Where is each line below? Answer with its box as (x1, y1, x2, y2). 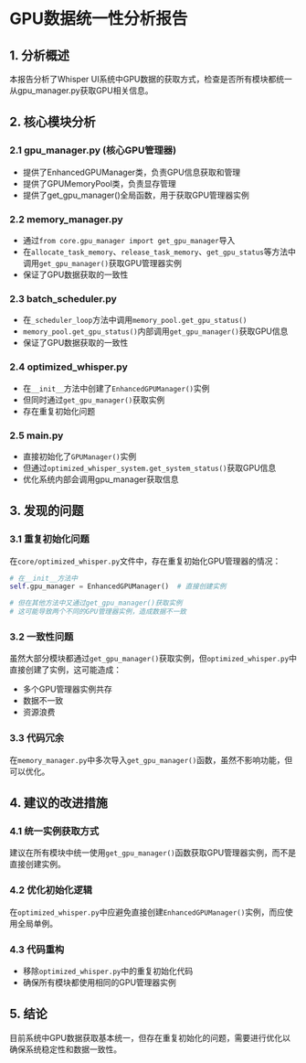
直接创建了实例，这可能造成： (9, 664, 121, 675)
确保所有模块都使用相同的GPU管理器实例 (22, 976, 176, 988)
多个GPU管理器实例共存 (22, 683, 112, 695)
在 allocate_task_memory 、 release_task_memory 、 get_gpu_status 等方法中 (22, 246, 297, 257)
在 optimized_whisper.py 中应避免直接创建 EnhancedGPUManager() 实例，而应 (9, 907, 286, 918)
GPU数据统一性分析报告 (9, 8, 188, 29)
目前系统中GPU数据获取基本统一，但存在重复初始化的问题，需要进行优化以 (9, 1032, 290, 1043)
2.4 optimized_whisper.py (9, 360, 128, 373)
